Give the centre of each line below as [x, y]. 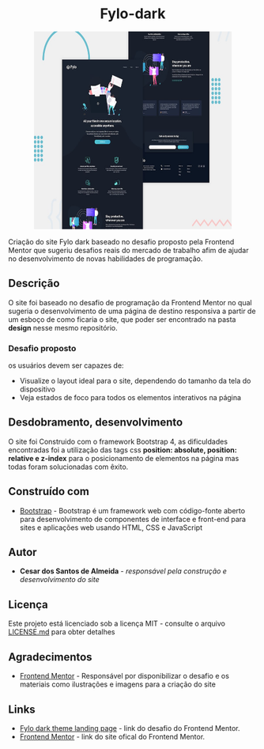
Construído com [49, 492]
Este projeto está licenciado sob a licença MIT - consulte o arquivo [117, 624]
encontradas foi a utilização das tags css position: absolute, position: [123, 450]
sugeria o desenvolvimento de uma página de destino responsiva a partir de [132, 311]
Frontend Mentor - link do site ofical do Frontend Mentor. [112, 736]
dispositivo [37, 389]
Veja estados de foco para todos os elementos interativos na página [130, 398]
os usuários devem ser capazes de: [66, 365]
